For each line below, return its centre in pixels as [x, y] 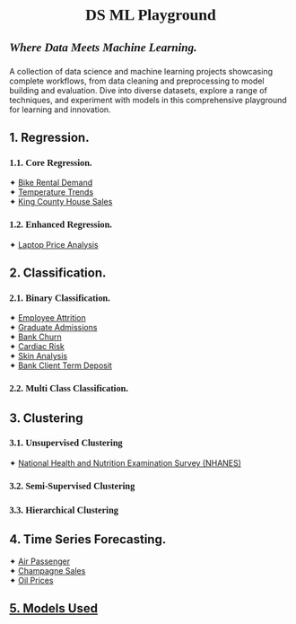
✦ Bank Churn [36, 337]
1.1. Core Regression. [51, 163]
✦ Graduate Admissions [53, 328]
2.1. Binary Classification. [60, 298]
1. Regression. [49, 137]
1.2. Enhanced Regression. [61, 225]
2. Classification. [58, 272]
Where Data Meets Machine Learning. [103, 47]
